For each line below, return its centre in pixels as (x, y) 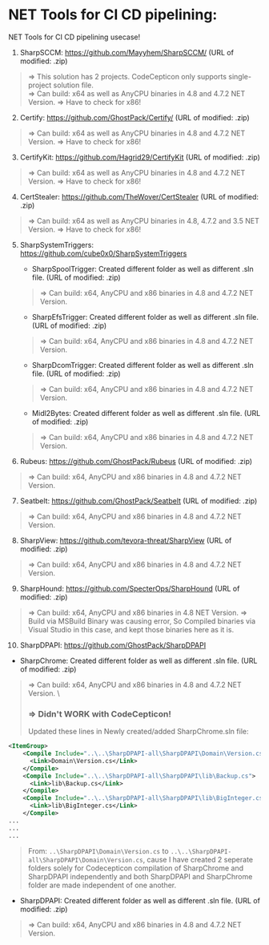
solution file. (74, 85)
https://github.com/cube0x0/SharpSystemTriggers (103, 253)
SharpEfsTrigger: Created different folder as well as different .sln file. (145, 317)
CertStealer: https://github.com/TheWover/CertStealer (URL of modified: (139, 196)
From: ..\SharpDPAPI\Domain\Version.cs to (98, 850)
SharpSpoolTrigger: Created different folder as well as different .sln (143, 269)
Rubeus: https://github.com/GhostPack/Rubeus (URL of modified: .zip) (136, 461)
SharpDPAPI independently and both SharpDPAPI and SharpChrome (140, 876)
